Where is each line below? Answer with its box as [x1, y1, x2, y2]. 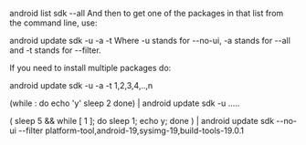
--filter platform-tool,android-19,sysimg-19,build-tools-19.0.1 [17, 125, 245, 136]
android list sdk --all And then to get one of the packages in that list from [9, 8, 284, 18]
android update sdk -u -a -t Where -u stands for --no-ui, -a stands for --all [9, 36, 290, 46]
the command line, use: [9, 17, 98, 28]
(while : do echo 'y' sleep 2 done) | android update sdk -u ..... [9, 98, 240, 109]
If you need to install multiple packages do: [9, 63, 172, 73]
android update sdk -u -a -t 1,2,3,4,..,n [9, 80, 153, 90]
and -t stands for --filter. [9, 45, 102, 56]
